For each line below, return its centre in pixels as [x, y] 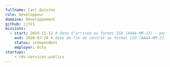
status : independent [36, 43]
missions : [16, 29]
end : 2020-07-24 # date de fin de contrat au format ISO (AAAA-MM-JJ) [90, 38]
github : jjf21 [20, 24]
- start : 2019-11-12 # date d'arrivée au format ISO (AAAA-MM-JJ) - [83, 33]
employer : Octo [30, 47]
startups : [16, 52]
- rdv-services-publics [39, 57]
